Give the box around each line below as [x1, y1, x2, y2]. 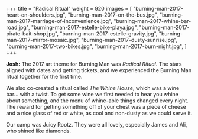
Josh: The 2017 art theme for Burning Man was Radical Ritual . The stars [6, 60, 182, 67]
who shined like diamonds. [6, 127, 72, 134]
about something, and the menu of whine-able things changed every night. [6, 97, 189, 104]
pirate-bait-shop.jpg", [6, 30, 59, 37]
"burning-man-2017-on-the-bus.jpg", [67, 11, 158, 18]
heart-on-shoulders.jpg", [6, 11, 67, 18]
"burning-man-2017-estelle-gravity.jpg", [60, 30, 158, 37]
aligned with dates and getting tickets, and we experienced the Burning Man [6, 67, 192, 73]
